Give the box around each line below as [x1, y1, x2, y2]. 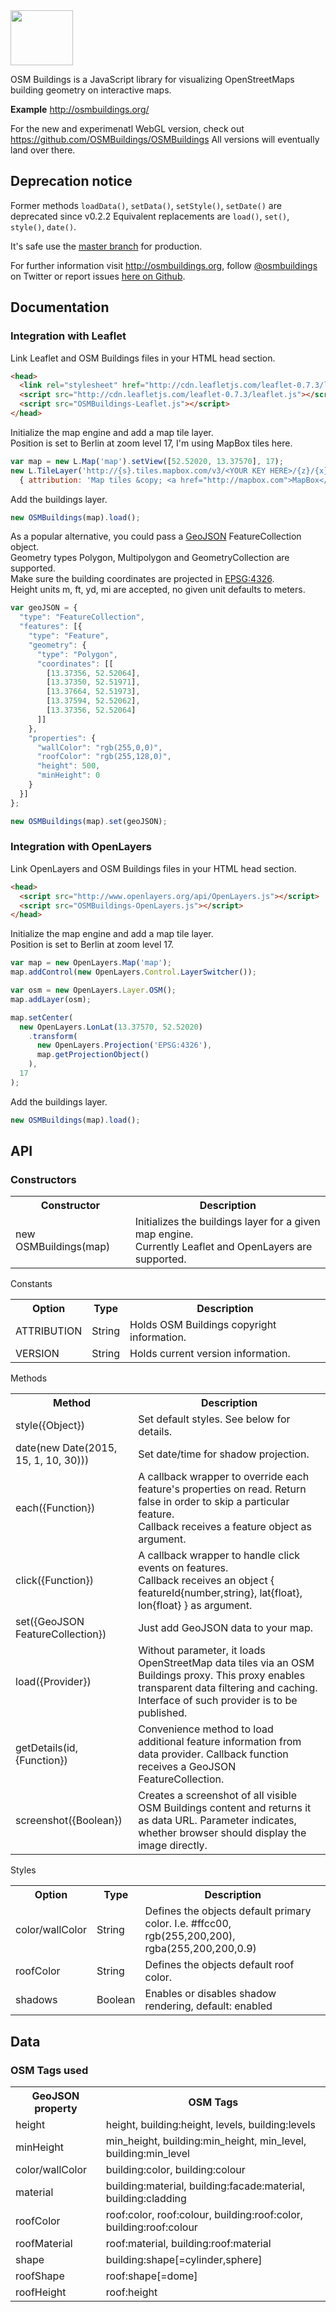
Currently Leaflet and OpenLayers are [134, 1240, 313, 1254]
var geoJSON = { [10, 603, 78, 613]
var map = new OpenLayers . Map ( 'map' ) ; [10, 958, 172, 968]
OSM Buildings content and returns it [138, 1801, 312, 1815]
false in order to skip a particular [138, 1495, 290, 1509]
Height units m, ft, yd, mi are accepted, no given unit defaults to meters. [10, 584, 306, 596]
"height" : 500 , [36, 761, 101, 771]
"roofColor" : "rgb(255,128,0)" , [36, 752, 172, 762]
